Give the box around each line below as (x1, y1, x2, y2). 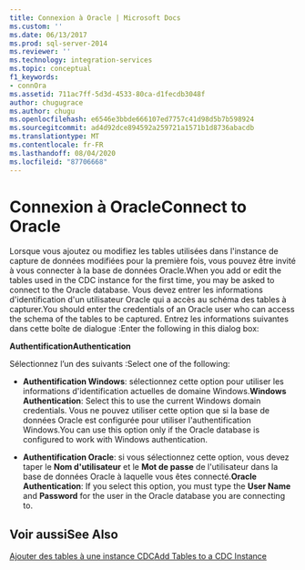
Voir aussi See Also (9, 526, 118, 542)
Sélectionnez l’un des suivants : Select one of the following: (9, 359, 230, 370)
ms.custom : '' (9, 22, 64, 31)
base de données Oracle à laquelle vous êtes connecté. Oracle (22, 471, 258, 483)
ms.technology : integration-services (9, 56, 153, 65)
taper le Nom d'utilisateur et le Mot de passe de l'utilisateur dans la (22, 462, 279, 473)
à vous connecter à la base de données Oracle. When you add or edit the (9, 265, 282, 276)
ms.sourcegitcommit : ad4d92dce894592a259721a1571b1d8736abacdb (9, 124, 255, 133)
